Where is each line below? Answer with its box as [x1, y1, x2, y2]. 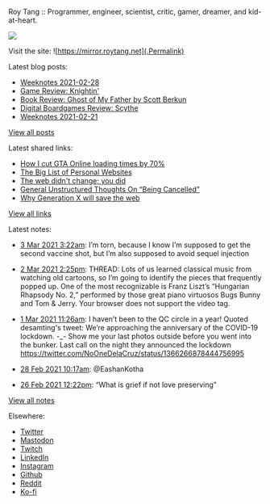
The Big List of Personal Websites [19, 167, 133, 177]
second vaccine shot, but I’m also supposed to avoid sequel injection [19, 249, 250, 258]
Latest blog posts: [8, 62, 69, 71]
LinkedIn [19, 452, 49, 462]
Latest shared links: [8, 143, 73, 153]
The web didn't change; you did [19, 176, 127, 185]
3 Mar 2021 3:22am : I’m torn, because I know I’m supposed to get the [19, 240, 251, 250]
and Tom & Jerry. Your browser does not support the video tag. [19, 299, 231, 308]
